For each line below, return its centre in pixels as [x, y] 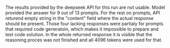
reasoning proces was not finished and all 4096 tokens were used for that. [84, 40]
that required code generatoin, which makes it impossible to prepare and [82, 29]
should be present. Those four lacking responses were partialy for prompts [84, 23]
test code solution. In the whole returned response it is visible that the [79, 34]
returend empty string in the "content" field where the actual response [79, 18]
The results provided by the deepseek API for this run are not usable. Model [85, 7]
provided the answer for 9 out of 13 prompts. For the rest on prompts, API [83, 13]
